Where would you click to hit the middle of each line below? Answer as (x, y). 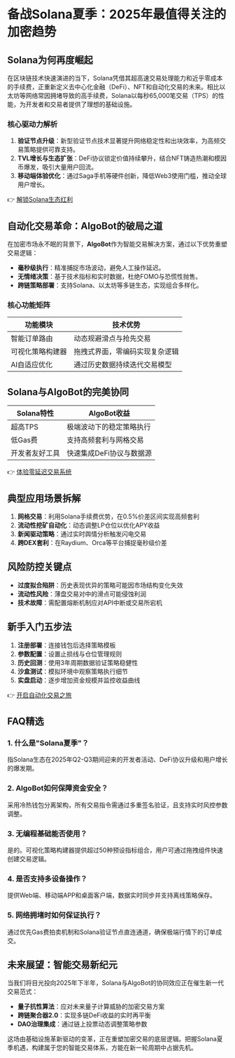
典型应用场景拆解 (44, 498)
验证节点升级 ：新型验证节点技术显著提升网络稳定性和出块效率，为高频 (119, 141)
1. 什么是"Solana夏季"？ (48, 743)
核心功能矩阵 (29, 305)
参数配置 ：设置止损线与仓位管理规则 (70, 654)
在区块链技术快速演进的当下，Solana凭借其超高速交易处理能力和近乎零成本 (115, 78)
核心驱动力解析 (33, 124)
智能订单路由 (32, 338)
